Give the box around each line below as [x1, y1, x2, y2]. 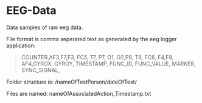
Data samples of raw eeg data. [6, 24, 83, 31]
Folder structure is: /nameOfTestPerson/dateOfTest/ [6, 78, 137, 85]
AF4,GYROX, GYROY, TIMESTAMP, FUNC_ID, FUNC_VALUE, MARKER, [21, 60, 196, 67]
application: [6, 42, 36, 49]
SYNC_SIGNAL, [21, 66, 60, 73]
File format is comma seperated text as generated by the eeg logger [6, 35, 178, 42]
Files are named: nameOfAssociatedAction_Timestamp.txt [6, 90, 151, 97]
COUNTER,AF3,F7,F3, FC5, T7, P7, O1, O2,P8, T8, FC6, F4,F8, [21, 53, 174, 61]
